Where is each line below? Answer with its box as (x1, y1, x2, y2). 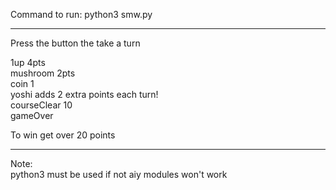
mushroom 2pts (10, 67, 76, 79)
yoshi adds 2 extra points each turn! (10, 89, 159, 100)
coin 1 (10, 78, 35, 89)
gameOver (10, 110, 54, 121)
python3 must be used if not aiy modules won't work (10, 169, 228, 180)
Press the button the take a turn (10, 37, 141, 49)
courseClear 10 (10, 99, 73, 111)
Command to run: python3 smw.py (10, 9, 153, 20)
